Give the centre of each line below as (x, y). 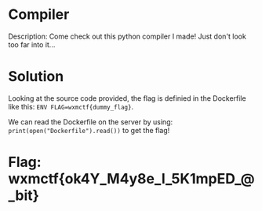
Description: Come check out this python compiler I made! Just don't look (127, 36)
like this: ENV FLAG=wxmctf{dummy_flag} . (71, 106)
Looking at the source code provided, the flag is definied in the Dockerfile (127, 98)
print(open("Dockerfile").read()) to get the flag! (89, 130)
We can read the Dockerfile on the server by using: (91, 122)
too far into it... (32, 44)
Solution (36, 77)
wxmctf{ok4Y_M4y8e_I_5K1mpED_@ (131, 179)
